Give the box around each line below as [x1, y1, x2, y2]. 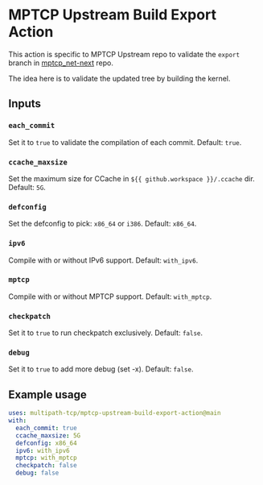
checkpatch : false [15, 462, 78, 470]
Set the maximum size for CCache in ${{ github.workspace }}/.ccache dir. [8, 173, 255, 183]
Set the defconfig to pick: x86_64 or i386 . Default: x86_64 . [8, 219, 197, 229]
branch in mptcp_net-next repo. [8, 58, 114, 68]
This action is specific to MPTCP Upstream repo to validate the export [8, 49, 240, 59]
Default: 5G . [8, 182, 46, 192]
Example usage [8, 388, 87, 401]
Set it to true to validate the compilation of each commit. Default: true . [8, 137, 242, 147]
